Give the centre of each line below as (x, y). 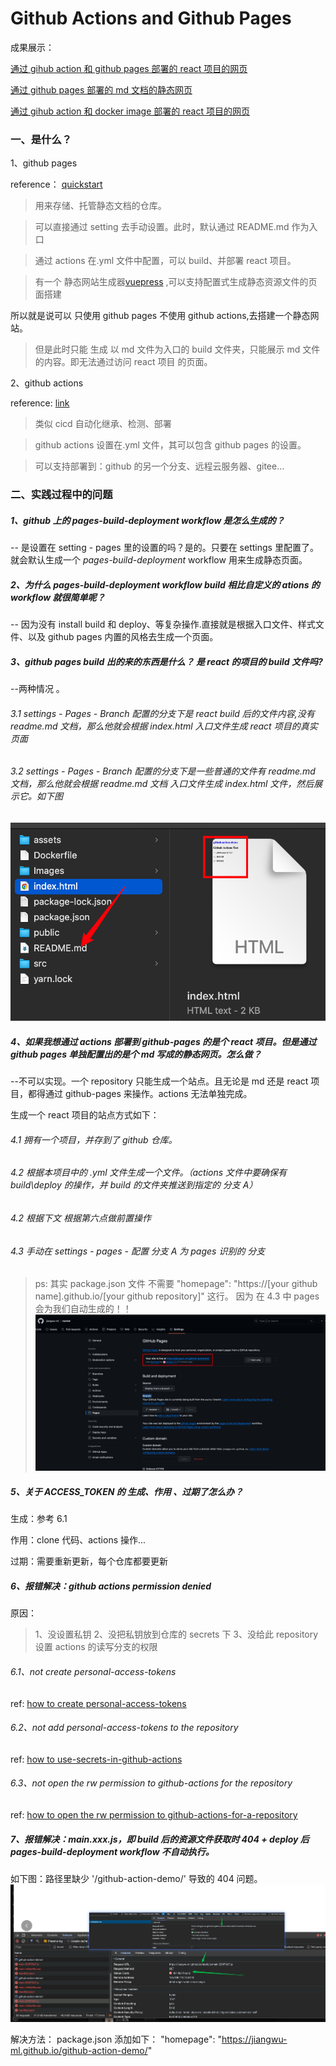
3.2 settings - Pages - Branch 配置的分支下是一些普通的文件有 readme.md (163, 771)
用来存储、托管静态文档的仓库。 (100, 206)
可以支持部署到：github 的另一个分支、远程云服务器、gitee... (159, 466)
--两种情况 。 (37, 689)
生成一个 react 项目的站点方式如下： (85, 1115)
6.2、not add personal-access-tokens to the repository (124, 1728)
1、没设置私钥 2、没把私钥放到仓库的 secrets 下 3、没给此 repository (176, 1634)
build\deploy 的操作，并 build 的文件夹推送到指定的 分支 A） (134, 1185)
